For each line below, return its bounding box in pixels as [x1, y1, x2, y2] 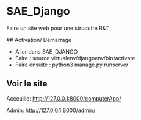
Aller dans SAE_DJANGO [15, 48, 78, 55]
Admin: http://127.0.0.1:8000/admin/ [6, 107, 96, 114]
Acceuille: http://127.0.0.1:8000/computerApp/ [6, 94, 121, 102]
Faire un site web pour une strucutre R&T [6, 24, 109, 32]
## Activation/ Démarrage [6, 36, 72, 43]
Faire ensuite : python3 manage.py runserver [15, 61, 129, 68]
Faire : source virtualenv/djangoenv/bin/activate [15, 54, 136, 62]
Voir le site [6, 79, 48, 89]
